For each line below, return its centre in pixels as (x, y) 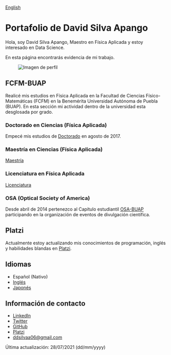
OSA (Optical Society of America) (48, 198)
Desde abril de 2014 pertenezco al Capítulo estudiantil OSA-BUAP (75, 209)
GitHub (20, 326)
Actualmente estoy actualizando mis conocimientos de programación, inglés (86, 243)
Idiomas (18, 264)
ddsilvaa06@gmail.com (37, 337)
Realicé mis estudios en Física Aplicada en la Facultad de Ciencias (75, 95)
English (13, 7)
